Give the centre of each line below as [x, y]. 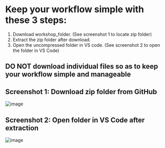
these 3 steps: [36, 20]
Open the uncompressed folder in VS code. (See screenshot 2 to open [86, 45]
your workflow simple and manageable [68, 75]
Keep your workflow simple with [75, 9]
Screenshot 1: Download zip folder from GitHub [81, 92]
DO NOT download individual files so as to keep [82, 66]
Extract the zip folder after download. [52, 40]
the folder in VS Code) [36, 50]
